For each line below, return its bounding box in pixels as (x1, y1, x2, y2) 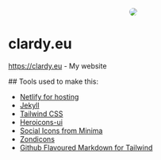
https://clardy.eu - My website (8, 60, 107, 71)
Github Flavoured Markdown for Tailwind (19, 142, 153, 152)
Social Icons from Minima (19, 126, 103, 135)
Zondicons (19, 134, 56, 143)
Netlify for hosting (19, 92, 79, 101)
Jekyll (19, 100, 40, 110)
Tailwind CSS (19, 108, 63, 119)
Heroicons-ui (19, 117, 63, 127)
